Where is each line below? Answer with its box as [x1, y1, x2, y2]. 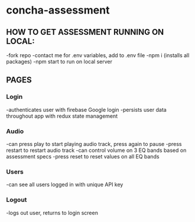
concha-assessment [6, 4, 110, 17]
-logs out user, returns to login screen [6, 209, 99, 216]
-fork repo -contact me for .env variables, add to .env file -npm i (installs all [6, 52, 190, 59]
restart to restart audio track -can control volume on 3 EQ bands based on [6, 147, 187, 154]
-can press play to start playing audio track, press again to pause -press [6, 140, 182, 147]
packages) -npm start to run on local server [6, 58, 112, 65]
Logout [6, 196, 27, 204]
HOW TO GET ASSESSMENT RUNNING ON [6, 27, 164, 37]
